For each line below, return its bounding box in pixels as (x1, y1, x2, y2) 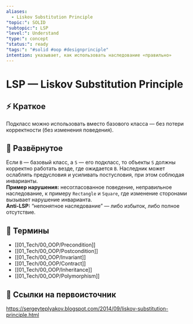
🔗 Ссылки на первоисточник (6, 289, 116, 299)
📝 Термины (6, 225, 49, 235)
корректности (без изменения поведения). (6, 126, 114, 133)
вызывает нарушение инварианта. (6, 196, 93, 203)
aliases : (6, 8, 28, 15)
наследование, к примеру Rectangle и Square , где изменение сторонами (6, 190, 188, 197)
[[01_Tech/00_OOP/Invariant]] (14, 254, 86, 261)
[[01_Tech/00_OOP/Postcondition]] (14, 248, 99, 255)
